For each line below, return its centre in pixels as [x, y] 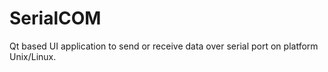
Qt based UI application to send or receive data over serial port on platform [164, 46]
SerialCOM [55, 18]
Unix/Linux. [33, 56]
